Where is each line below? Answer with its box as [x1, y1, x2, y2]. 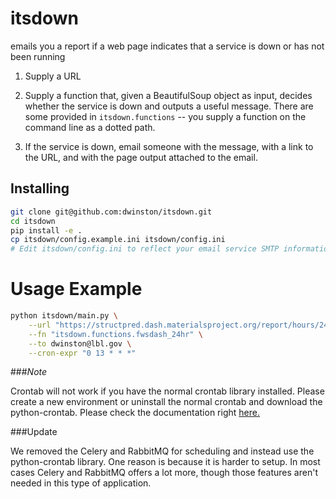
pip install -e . [10, 225, 83, 236]
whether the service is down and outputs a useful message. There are [24, 100, 314, 112]
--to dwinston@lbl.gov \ [28, 338, 132, 349]
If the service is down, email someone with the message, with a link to [24, 140, 314, 152]
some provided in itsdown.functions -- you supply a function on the [24, 110, 307, 122]
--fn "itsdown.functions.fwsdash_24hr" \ [28, 329, 203, 339]
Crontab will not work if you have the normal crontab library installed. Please [10, 385, 325, 397]
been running [10, 50, 66, 62]
